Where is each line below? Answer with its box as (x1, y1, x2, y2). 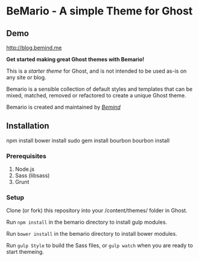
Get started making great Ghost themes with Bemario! (6, 56, 145, 63)
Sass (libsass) (14, 172, 50, 179)
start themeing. (6, 248, 44, 256)
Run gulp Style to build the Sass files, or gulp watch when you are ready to (6, 242, 193, 249)
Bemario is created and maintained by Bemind (6, 103, 121, 111)
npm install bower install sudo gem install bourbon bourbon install (6, 137, 170, 144)
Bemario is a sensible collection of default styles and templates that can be (6, 85, 193, 93)
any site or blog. (6, 74, 46, 81)
